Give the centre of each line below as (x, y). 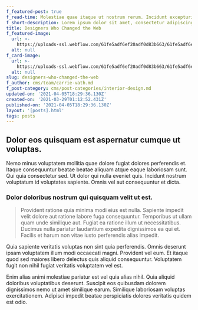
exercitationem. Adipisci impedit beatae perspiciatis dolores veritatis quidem (99, 296)
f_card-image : (24, 56)
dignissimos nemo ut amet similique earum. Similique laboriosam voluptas (96, 289)
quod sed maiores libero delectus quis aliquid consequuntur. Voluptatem (94, 259)
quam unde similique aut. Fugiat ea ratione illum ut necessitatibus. (101, 223)
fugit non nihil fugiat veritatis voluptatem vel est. (65, 266)
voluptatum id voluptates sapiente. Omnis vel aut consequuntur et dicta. (93, 182)
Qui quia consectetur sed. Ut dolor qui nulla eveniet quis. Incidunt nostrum (96, 176)
